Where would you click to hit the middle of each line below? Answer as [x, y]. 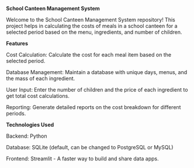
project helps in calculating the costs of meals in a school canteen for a [92, 26]
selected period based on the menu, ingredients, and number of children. [94, 32]
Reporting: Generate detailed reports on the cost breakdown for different [93, 107]
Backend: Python [27, 136]
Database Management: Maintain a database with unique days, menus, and [97, 72]
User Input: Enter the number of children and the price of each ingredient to [97, 90]
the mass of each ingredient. [41, 78]
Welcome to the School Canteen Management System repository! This [91, 20]
